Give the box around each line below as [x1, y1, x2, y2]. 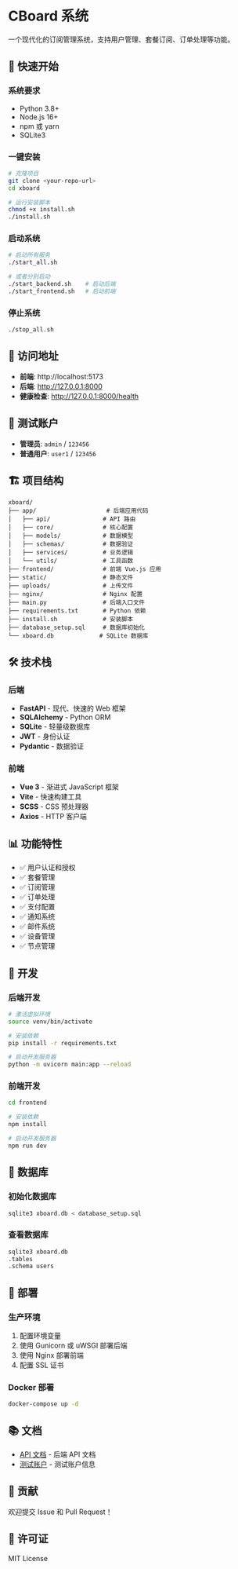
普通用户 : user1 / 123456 [19, 448, 96, 458]
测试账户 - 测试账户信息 [19, 1460, 96, 1469]
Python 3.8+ [19, 104, 60, 113]
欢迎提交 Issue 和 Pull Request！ [8, 1507, 113, 1516]
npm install [8, 1121, 47, 1128]
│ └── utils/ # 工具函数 [8, 557, 134, 565]
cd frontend [8, 1099, 47, 1107]
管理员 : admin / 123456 [19, 439, 90, 448]
